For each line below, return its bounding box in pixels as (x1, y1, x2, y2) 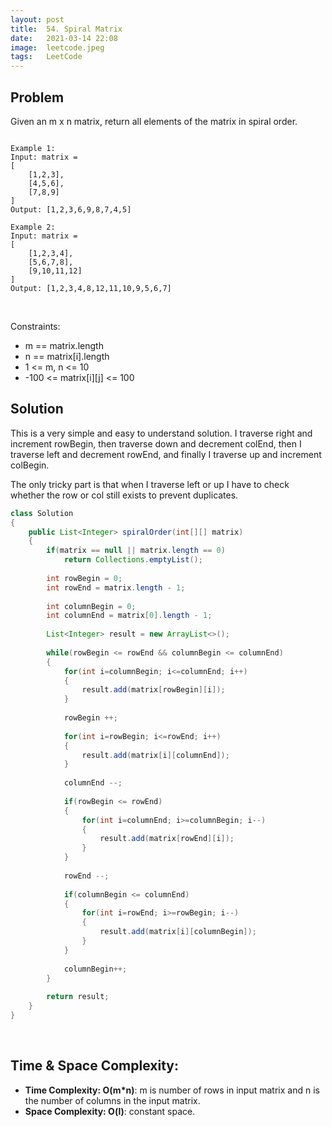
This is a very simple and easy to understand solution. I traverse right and (10, 427, 313, 439)
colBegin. (10, 459, 50, 471)
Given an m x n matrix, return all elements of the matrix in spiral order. (10, 115, 298, 127)
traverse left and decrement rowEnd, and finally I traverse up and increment (10, 448, 322, 460)
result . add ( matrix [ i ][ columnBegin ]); (99, 927, 257, 937)
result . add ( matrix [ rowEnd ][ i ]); (99, 834, 235, 844)
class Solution (10, 508, 74, 518)
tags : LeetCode (10, 52, 83, 62)
